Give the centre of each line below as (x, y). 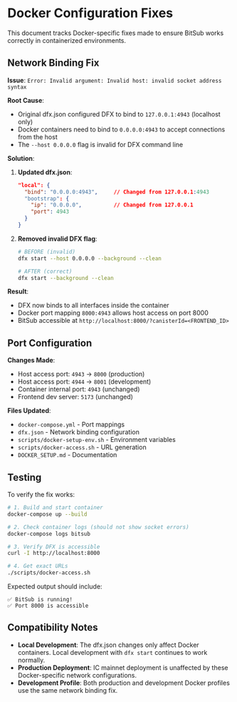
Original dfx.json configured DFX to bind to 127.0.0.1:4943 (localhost (119, 114)
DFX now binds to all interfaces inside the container (93, 306)
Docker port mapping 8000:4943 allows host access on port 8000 (113, 313)
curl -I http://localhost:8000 (54, 553)
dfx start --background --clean (65, 278)
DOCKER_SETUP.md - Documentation (67, 455)
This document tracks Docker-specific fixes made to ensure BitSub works (116, 33)
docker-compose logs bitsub (49, 533)
